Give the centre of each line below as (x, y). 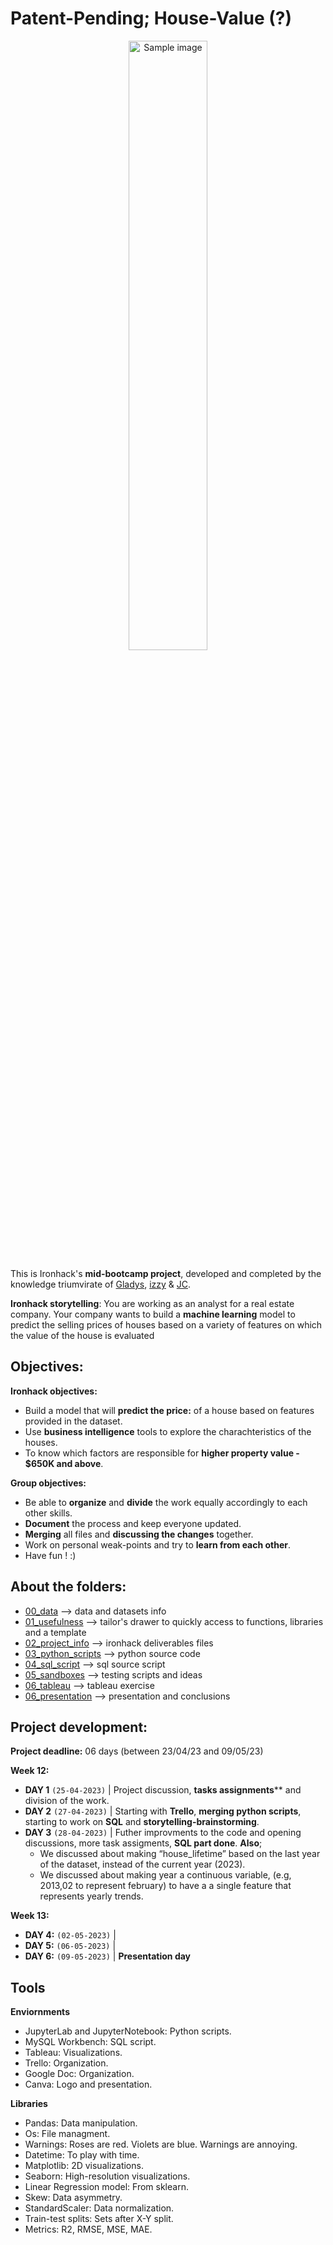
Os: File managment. (67, 2134)
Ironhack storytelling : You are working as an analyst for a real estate (152, 1303)
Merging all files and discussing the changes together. (139, 1534)
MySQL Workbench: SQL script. (90, 2042)
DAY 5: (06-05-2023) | (70, 1946)
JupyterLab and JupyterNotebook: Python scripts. (128, 2031)
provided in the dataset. (73, 1421)
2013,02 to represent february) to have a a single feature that (165, 1886)
